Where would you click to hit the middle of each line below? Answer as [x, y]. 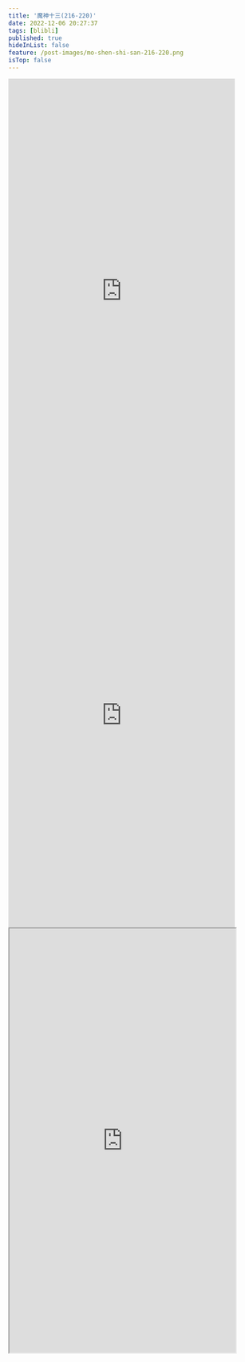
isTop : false [30, 61]
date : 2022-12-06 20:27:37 [53, 23]
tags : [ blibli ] [34, 30]
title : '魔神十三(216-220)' [53, 16]
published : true [35, 38]
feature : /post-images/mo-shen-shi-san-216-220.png [96, 53]
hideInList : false [39, 46]
